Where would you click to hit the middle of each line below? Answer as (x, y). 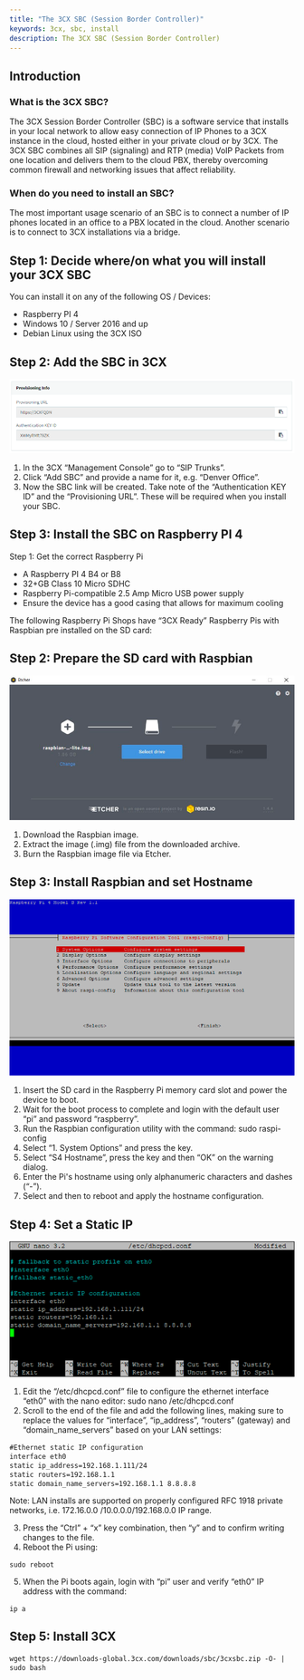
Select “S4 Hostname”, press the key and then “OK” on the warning (148, 1158)
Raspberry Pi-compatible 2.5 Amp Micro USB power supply (133, 593)
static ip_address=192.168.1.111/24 (78, 1466)
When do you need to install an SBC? (92, 193)
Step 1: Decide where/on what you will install (138, 261)
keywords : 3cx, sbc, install (64, 29)
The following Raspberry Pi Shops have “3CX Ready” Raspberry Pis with (144, 620)
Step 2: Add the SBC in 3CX (88, 362)
